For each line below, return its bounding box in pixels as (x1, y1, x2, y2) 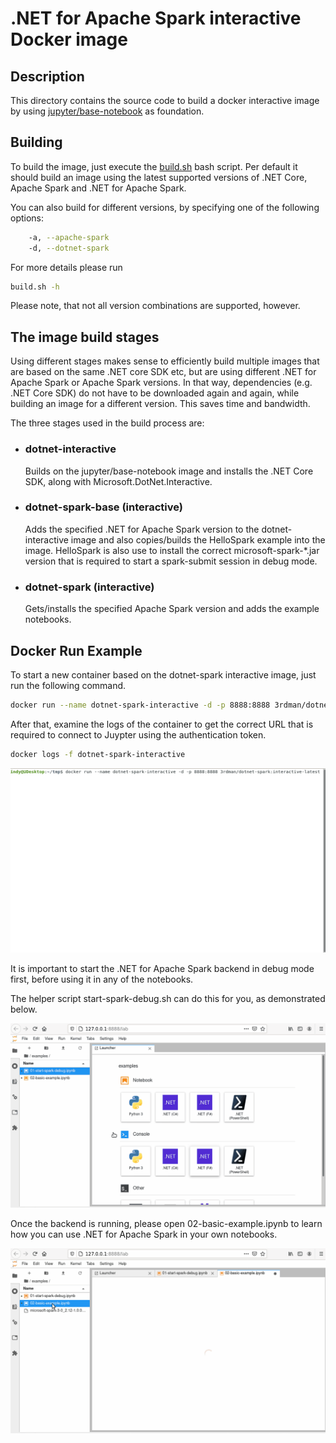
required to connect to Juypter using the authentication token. (10, 728, 267, 741)
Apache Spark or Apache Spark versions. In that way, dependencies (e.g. (10, 377, 313, 389)
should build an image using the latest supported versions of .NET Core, (10, 171, 308, 183)
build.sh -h (10, 282, 60, 292)
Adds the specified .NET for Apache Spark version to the (24, 523, 260, 535)
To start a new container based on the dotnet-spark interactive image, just (10, 668, 317, 681)
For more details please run (10, 261, 123, 273)
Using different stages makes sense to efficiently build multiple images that (10, 355, 320, 367)
